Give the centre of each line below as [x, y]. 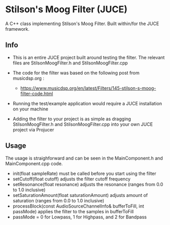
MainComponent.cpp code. [34, 163]
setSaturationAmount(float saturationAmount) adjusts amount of [80, 195]
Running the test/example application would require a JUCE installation [87, 103]
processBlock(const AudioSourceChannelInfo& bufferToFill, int [78, 206]
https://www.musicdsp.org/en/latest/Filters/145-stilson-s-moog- [88, 88]
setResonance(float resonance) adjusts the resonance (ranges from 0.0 [88, 184]
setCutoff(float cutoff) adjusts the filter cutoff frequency [71, 179]
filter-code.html [37, 94]
